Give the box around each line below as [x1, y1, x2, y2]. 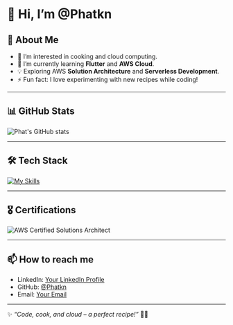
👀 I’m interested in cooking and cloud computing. [17, 52, 158, 60]
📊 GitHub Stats [7, 106, 75, 117]
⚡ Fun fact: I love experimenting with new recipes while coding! [17, 76, 198, 83]
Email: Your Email [17, 290, 67, 299]
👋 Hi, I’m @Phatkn [7, 6, 112, 22]
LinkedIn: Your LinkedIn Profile [17, 276, 105, 284]
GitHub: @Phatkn [17, 283, 67, 291]
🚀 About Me [7, 34, 59, 46]
